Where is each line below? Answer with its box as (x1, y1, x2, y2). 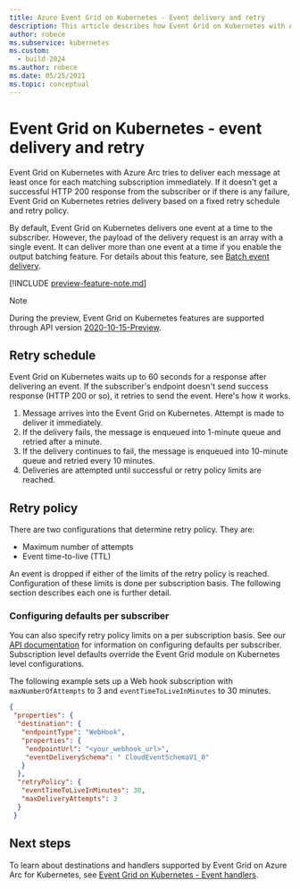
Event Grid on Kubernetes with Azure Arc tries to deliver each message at (9, 167, 280, 177)
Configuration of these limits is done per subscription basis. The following (9, 578, 281, 589)
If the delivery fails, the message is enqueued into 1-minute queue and (21, 427, 281, 438)
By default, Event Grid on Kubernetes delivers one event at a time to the (9, 222, 273, 233)
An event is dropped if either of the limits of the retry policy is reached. (9, 568, 270, 579)
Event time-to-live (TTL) (21, 551, 112, 562)
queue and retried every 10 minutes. (21, 456, 155, 466)
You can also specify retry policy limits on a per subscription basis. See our (9, 630, 287, 641)
